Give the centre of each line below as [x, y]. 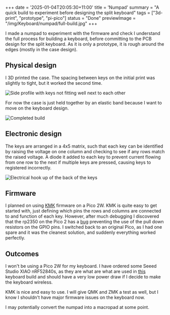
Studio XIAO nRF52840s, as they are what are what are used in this [76, 271]
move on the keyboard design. [37, 108]
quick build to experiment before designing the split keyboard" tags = [78, 13]
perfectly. [15, 238]
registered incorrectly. [28, 167]
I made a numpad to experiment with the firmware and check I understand [83, 33]
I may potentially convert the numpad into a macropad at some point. [77, 307]
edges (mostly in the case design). [41, 49]
